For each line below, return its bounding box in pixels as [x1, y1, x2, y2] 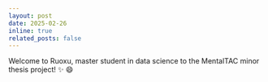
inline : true [8, 27, 53, 35]
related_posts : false [8, 34, 82, 43]
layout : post [8, 11, 53, 20]
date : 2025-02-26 [8, 19, 67, 27]
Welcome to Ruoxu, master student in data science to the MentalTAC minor [8, 56, 260, 66]
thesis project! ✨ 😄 [8, 65, 74, 75]
